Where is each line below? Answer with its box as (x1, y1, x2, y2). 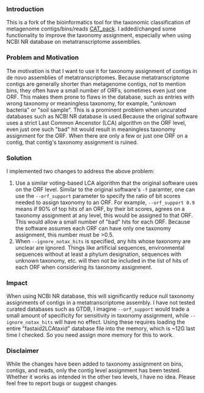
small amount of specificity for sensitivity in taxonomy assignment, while (6, 312, 189, 319)
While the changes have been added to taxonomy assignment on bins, (6, 360, 183, 367)
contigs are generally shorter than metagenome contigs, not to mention (6, 80, 186, 87)
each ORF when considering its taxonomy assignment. (15, 263, 153, 271)
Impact (6, 278, 28, 287)
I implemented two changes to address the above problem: (6, 167, 155, 175)
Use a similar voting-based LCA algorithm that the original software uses (15, 179, 199, 186)
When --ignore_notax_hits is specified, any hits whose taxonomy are (15, 237, 191, 245)
